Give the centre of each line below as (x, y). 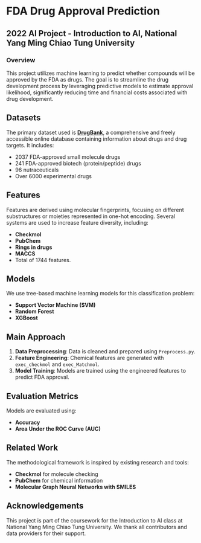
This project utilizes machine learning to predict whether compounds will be (101, 73)
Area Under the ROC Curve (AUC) (58, 429)
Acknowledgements (45, 506)
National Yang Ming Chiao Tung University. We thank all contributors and (97, 527)
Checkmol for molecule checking (56, 474)
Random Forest (34, 312)
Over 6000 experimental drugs (53, 176)
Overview (21, 60)
